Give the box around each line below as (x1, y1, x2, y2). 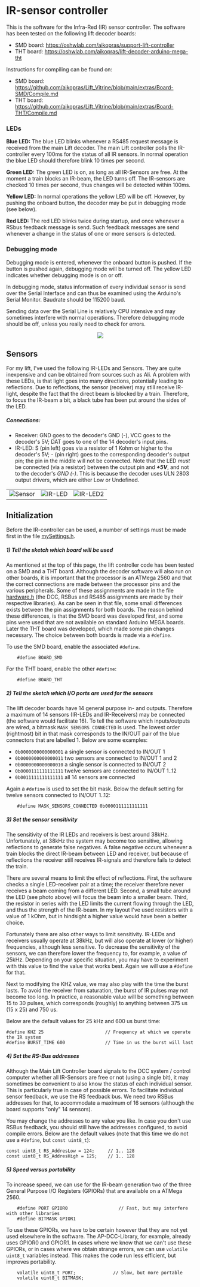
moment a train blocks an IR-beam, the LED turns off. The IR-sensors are (6, 175, 186, 182)
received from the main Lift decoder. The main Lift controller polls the (6, 145, 177, 152)
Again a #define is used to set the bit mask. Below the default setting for (6, 785, 184, 792)
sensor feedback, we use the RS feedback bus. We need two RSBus (6, 1093, 174, 1100)
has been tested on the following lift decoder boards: (6, 29, 137, 37)
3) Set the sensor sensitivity (6, 816, 78, 823)
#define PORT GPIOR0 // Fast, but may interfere (17, 1205, 188, 1211)
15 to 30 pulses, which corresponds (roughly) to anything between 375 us (6, 1000, 188, 1007)
